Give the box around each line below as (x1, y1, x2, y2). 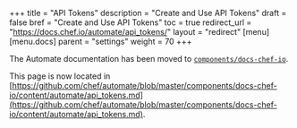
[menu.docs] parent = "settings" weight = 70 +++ (9, 36, 192, 47)
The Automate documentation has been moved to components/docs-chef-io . (9, 54, 289, 64)
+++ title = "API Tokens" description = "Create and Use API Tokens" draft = (9, 8, 287, 18)
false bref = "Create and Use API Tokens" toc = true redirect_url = (9, 17, 252, 28)
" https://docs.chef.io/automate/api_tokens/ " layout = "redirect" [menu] (9, 27, 270, 37)
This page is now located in (9, 71, 111, 81)
